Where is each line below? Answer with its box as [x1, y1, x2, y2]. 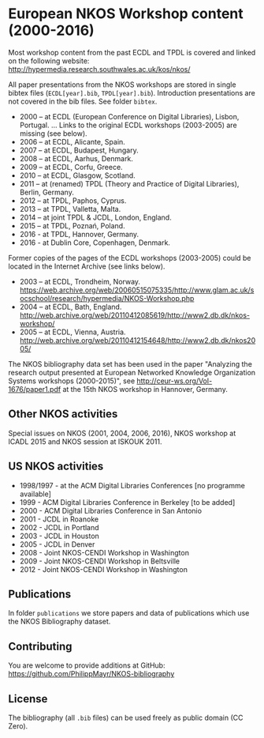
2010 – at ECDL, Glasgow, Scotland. [19, 171, 136, 180]
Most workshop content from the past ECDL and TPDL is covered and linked [8, 47, 256, 57]
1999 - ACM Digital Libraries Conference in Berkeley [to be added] [19, 497, 236, 506]
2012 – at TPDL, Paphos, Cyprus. [19, 195, 127, 205]
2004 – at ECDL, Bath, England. [19, 302, 122, 311]
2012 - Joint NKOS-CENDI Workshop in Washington [19, 564, 188, 574]
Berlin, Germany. [19, 187, 75, 197]
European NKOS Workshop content [8, 5, 244, 23]
